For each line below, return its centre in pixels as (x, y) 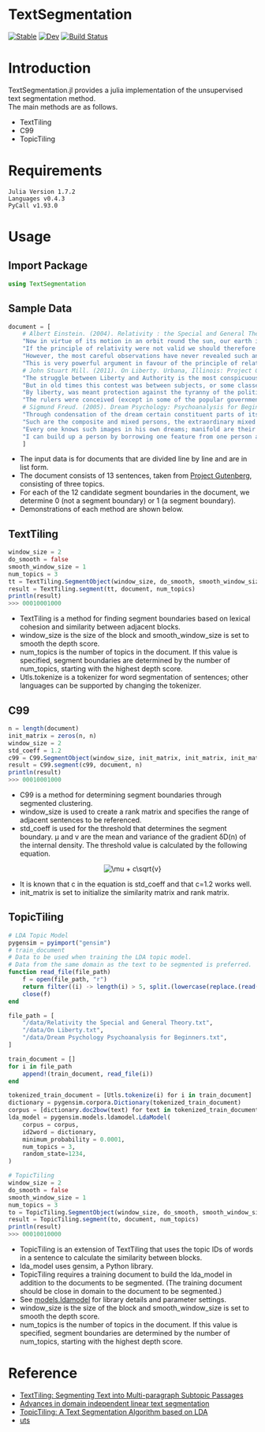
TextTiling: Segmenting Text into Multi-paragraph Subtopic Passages (131, 1395)
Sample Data (40, 309)
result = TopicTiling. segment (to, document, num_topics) (104, 1220)
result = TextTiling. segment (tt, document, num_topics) (102, 589)
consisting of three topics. (62, 484)
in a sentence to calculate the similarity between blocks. (111, 1258)
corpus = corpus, (51, 1124)
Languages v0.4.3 (37, 199)
